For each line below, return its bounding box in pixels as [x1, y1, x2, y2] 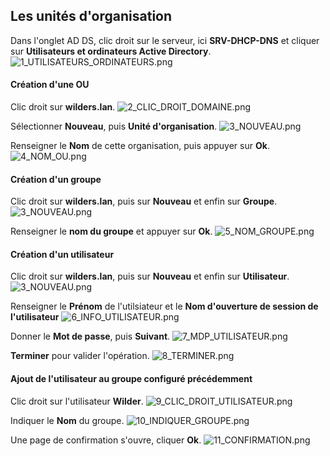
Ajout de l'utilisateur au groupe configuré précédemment [10, 373, 253, 385]
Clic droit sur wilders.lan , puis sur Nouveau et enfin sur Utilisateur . [10, 270, 290, 283]
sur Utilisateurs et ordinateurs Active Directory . [10, 45, 212, 57]
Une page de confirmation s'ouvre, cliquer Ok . [10, 434, 202, 446]
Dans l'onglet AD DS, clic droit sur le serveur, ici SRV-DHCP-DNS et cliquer [10, 34, 320, 46]
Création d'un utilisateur [10, 248, 115, 260]
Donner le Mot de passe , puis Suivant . [10, 330, 171, 343]
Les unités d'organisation [10, 8, 173, 25]
